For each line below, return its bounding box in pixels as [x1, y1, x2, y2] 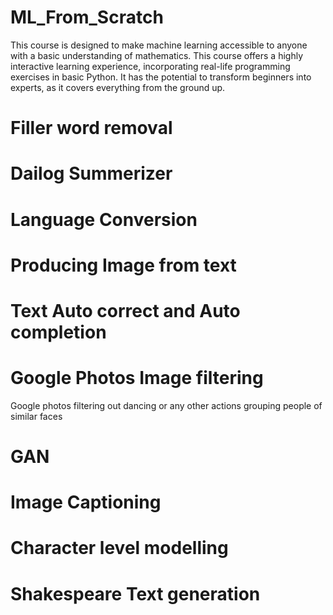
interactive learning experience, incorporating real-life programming [10, 60, 291, 72]
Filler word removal [10, 117, 173, 140]
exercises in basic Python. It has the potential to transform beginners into [10, 71, 312, 83]
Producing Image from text [10, 254, 237, 276]
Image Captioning [10, 491, 162, 514]
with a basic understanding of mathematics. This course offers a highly [10, 49, 304, 61]
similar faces [10, 410, 63, 422]
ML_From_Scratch [10, 6, 164, 29]
